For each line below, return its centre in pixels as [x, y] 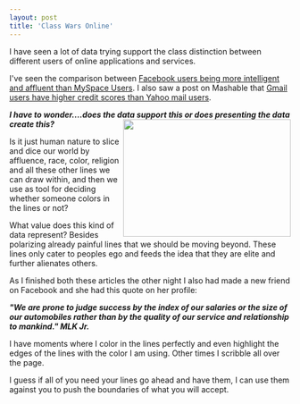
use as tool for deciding [53, 189]
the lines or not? [39, 207]
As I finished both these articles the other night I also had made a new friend [150, 280]
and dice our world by [50, 151]
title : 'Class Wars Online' [62, 26]
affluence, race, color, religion [64, 160]
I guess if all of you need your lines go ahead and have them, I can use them [150, 380]
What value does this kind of [62, 225]
